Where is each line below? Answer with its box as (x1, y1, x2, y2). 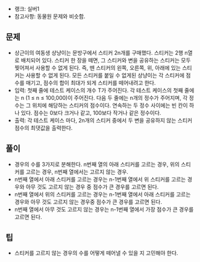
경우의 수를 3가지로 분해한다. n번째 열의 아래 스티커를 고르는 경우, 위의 (14, 160, 180, 168)
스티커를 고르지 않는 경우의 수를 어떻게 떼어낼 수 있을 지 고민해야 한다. (14, 249, 178, 257)
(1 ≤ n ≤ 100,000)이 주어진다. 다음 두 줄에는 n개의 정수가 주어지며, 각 (25, 94, 188, 101)
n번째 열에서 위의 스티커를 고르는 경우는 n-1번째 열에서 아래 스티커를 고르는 (14, 190, 191, 198)
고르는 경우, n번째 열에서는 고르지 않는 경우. (25, 168, 129, 175)
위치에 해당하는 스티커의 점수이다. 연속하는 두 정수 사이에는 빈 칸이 (32, 102, 188, 109)
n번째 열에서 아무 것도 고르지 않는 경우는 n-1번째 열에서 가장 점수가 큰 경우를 (14, 206, 194, 213)
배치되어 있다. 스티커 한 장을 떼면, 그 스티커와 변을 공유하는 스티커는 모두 (20, 56, 191, 64)
